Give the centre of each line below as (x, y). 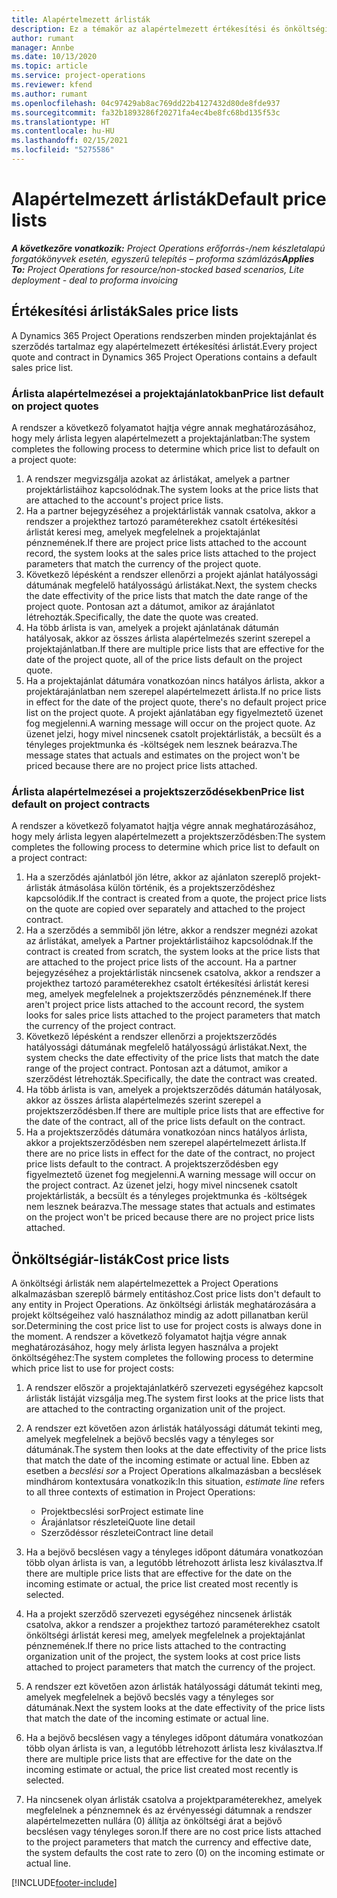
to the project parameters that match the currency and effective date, (168, 1842)
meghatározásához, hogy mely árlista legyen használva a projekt (145, 1347)
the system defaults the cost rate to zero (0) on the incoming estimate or (175, 1853)
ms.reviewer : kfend (52, 85)
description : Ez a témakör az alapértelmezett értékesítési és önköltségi (170, 29)
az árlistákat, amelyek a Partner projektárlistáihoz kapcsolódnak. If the (169, 941)
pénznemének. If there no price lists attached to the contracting (156, 1646)
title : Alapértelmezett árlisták (81, 19)
